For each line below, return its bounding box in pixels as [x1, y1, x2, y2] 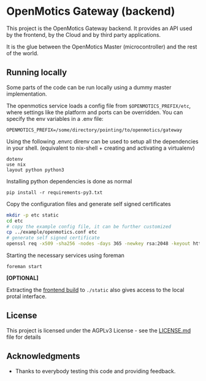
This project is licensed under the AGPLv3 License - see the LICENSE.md [6, 326, 191, 334]
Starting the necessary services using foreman [6, 252, 124, 259]
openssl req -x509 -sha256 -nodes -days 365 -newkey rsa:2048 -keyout [6, 241, 191, 247]
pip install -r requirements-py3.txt [6, 189, 103, 196]
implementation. [6, 90, 47, 98]
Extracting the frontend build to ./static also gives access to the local [6, 287, 185, 293]
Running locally [6, 67, 67, 78]
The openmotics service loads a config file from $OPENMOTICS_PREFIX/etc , [6, 102, 191, 109]
